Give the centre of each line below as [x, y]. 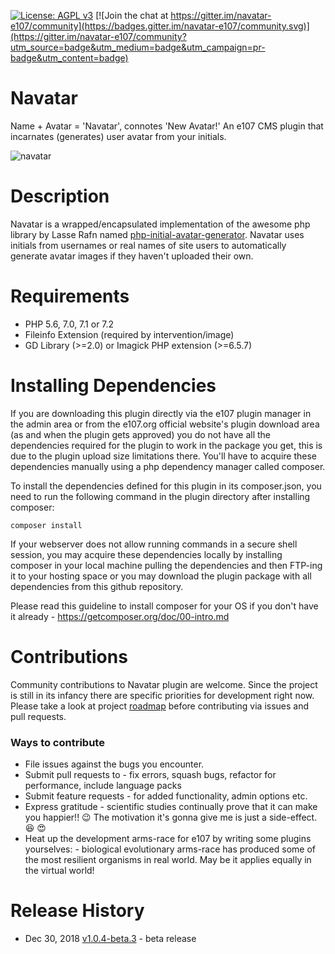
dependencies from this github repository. [97, 586]
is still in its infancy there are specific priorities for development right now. [162, 695]
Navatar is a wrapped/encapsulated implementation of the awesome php [160, 224]
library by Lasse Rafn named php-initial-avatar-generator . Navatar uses [157, 234]
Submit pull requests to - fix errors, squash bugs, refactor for [150, 774]
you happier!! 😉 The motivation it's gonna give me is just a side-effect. [171, 817]
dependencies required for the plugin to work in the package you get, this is [166, 445]
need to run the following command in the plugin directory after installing [160, 496]
